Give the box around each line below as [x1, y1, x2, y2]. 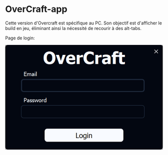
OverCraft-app [5, 3, 67, 15]
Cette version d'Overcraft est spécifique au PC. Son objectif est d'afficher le [5, 20, 162, 26]
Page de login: [5, 35, 35, 41]
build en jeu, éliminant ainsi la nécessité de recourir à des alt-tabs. [5, 25, 141, 31]
